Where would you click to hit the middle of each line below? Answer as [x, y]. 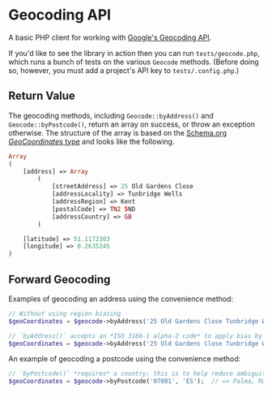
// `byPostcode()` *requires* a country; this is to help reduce [121, 374]
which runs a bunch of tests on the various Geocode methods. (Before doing [134, 62]
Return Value [42, 96]
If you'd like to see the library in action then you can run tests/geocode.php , [134, 53]
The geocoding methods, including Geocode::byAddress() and [111, 115]
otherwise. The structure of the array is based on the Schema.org [118, 132]
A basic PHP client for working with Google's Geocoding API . [110, 37]
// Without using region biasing [65, 313]
